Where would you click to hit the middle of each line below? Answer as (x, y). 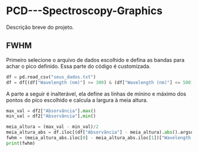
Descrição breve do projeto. (40, 27)
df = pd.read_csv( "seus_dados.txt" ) (51, 77)
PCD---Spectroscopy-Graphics (85, 11)
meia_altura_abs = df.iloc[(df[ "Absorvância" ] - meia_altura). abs (89, 133)
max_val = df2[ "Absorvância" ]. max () (51, 111)
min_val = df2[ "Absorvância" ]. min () (51, 116)
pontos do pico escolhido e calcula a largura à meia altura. (77, 100)
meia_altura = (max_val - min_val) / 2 (52, 127)
